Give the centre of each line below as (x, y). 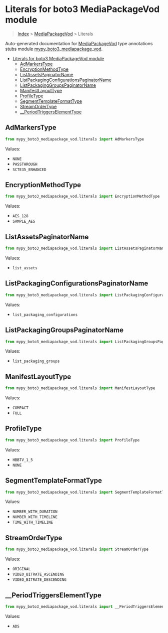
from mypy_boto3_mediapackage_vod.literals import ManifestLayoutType (80, 388)
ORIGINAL (21, 569)
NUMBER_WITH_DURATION (35, 512)
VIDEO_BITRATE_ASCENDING (38, 575)
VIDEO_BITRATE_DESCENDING (39, 580)
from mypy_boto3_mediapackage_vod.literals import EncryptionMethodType (82, 197)
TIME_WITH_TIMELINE (33, 523)
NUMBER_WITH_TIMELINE (35, 517)
